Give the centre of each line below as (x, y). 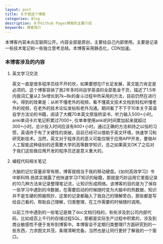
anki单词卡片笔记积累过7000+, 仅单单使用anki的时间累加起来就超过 (79, 120)
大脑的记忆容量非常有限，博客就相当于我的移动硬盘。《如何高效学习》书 (83, 171)
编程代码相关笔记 (29, 161)
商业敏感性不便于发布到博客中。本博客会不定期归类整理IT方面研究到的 (82, 225)
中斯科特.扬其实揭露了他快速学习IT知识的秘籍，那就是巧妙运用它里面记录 (85, 178)
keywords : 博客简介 (23, 28)
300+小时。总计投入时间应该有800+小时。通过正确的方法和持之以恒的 (82, 127)
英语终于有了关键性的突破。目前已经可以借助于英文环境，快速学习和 (89, 132)
